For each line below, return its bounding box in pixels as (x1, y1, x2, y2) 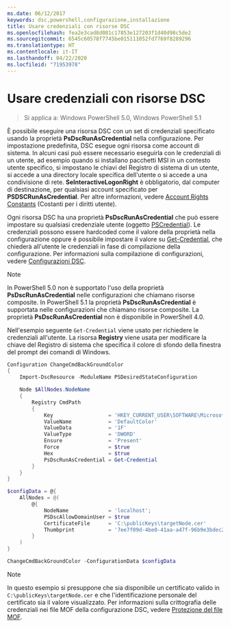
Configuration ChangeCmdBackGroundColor (7, 361, 125, 368)
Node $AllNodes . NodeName (19, 386, 90, 394)
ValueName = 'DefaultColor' (43, 418, 157, 425)
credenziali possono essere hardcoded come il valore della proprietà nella (7, 227, 216, 236)
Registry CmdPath (31, 399, 81, 406)
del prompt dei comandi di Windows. (7, 347, 111, 356)
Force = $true (43, 444, 130, 451)
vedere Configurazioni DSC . (7, 257, 86, 265)
